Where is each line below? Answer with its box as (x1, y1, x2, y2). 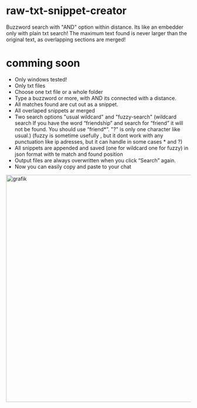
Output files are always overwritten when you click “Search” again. (14, 157, 176, 164)
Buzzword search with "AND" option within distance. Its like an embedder (6, 23, 184, 30)
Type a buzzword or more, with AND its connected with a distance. (14, 94, 177, 101)
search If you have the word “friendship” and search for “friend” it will (14, 119, 184, 127)
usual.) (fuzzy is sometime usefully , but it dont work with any (14, 132, 164, 139)
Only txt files (14, 82, 46, 89)
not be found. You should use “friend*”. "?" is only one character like (14, 125, 181, 132)
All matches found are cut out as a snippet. (14, 101, 118, 108)
